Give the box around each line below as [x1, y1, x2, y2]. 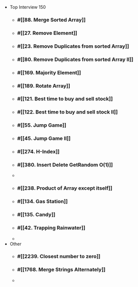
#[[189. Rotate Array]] [17, 82, 70, 89]
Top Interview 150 [9, 4, 46, 10]
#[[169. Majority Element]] [17, 69, 81, 76]
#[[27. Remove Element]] [17, 29, 78, 36]
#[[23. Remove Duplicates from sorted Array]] [17, 43, 129, 50]
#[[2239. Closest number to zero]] [17, 253, 101, 260]
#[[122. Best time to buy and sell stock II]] [17, 109, 118, 115]
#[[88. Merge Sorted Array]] [17, 16, 86, 23]
